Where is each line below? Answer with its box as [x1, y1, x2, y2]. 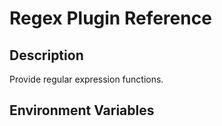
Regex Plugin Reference [9, 7, 212, 30]
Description [9, 47, 84, 64]
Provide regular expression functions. [9, 73, 164, 85]
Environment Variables [9, 102, 155, 119]
